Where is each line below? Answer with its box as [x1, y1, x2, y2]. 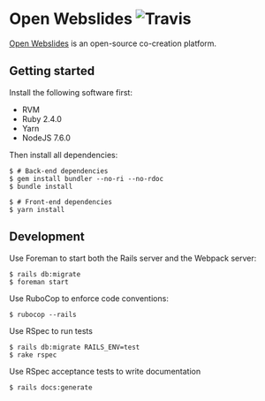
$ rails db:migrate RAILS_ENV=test [9, 343, 140, 352]
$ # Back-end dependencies [9, 166, 109, 176]
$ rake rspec [9, 350, 57, 359]
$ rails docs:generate [9, 382, 93, 392]
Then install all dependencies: [9, 149, 118, 160]
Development [9, 230, 86, 245]
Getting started [9, 64, 95, 79]
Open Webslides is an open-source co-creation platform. [9, 38, 217, 49]
